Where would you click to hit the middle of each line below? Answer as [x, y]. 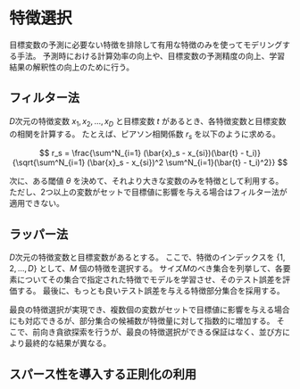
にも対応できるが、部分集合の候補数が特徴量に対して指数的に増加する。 [142, 321]
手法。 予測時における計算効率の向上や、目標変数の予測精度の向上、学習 [151, 55]
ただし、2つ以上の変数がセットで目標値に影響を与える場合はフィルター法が [148, 192]
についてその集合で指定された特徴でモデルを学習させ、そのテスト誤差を [150, 280]
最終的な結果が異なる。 [68, 343]
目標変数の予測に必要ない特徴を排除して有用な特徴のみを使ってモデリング [146, 45]
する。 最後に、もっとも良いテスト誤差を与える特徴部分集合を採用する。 [151, 291]
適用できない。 [37, 203]
